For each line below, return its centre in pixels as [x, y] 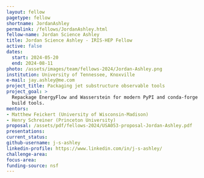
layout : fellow [26, 12]
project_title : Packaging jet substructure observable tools [86, 86]
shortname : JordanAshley [38, 23]
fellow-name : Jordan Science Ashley [53, 35]
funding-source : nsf [33, 166]
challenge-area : [27, 154]
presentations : [26, 132]
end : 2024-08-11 [32, 63]
